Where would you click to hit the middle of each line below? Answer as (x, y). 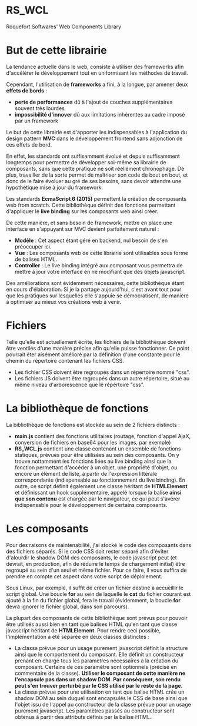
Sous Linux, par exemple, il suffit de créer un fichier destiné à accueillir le (95, 588)
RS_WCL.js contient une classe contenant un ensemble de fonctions (98, 449)
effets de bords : (27, 90)
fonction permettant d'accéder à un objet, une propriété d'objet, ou (96, 467)
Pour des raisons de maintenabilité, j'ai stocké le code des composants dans (99, 545)
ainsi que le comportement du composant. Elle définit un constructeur (99, 654)
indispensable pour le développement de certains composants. (91, 505)
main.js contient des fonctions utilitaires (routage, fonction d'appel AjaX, (103, 436)
